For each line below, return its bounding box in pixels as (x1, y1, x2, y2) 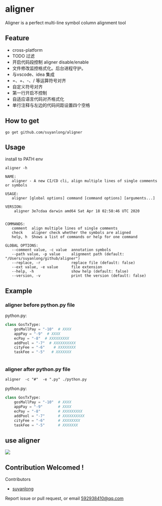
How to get (5, 117, 39, 125)
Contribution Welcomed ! (5, 463, 84, 472)
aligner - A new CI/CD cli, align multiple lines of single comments (11, 179, 158, 184)
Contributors (5, 476, 31, 482)
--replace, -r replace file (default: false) (11, 260, 135, 265)
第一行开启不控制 (12, 90, 47, 95)
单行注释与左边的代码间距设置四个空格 (12, 102, 90, 108)
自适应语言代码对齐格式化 (12, 96, 65, 102)
